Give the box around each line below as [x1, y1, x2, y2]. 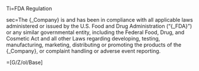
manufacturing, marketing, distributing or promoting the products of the [6, 41, 182, 48]
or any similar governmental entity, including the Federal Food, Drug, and [6, 29, 185, 36]
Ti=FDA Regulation [6, 5, 52, 12]
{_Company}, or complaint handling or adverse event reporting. [6, 48, 161, 55]
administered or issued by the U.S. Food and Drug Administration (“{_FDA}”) [6, 23, 192, 29]
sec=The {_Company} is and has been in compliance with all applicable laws [6, 16, 193, 23]
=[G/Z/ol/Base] [6, 59, 43, 66]
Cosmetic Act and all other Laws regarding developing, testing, [6, 35, 160, 42]
